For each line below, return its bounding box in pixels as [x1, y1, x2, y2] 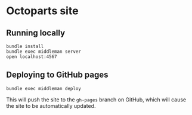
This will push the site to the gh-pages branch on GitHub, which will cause [6, 96, 187, 103]
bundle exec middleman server [6, 49, 82, 55]
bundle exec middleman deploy [6, 85, 82, 91]
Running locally [6, 28, 66, 38]
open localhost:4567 [6, 54, 58, 60]
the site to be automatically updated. [6, 102, 96, 109]
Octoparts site [6, 4, 79, 18]
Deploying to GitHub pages [6, 70, 109, 80]
